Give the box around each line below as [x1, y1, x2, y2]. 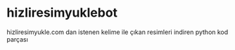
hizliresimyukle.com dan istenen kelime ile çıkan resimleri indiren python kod [6, 28, 229, 36]
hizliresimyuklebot [6, 5, 118, 21]
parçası [6, 35, 29, 43]
